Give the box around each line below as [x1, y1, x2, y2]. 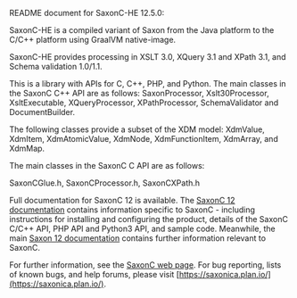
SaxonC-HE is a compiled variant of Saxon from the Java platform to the [9, 25, 275, 35]
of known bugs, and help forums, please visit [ [9, 269, 180, 279]
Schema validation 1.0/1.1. [9, 62, 103, 71]
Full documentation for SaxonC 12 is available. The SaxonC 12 [9, 195, 235, 205]
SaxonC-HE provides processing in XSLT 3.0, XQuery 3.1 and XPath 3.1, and [9, 52, 287, 62]
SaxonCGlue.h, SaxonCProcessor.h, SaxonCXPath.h [9, 178, 201, 188]
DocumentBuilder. [9, 107, 76, 117]
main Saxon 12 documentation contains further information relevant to [9, 233, 266, 244]
